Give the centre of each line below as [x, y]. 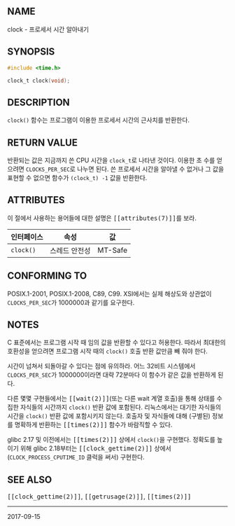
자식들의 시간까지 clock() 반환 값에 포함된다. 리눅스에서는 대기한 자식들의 [121, 407]
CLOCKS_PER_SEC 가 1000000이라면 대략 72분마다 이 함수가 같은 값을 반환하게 [112, 375]
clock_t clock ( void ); [39, 81]
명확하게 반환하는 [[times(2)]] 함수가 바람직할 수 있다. [93, 425]
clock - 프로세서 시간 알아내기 [48, 29]
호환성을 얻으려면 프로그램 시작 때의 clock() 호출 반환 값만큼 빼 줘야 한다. [108, 351]
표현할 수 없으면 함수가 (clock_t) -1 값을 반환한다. [77, 178]
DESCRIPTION [38, 102]
